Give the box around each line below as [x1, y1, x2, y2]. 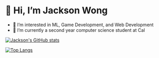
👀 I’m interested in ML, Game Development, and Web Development [12, 22, 154, 28]
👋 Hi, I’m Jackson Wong [5, 5, 108, 16]
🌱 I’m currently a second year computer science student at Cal [12, 27, 145, 33]
